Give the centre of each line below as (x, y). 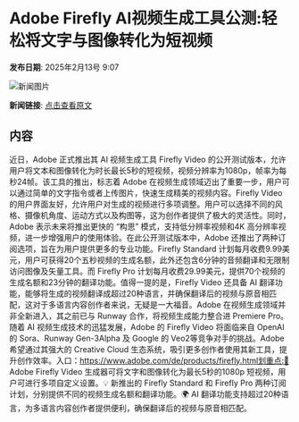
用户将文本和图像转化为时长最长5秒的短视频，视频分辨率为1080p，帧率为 (144, 170)
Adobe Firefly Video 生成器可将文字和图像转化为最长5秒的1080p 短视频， (144, 371)
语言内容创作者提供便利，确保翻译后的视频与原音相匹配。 (145, 408)
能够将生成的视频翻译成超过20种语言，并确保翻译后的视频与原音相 (147, 293)
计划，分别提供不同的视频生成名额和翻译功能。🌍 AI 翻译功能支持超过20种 (145, 393)
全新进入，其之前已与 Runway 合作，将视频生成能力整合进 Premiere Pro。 (152, 316)
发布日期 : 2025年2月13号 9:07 (64, 67)
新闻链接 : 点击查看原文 (50, 105)
